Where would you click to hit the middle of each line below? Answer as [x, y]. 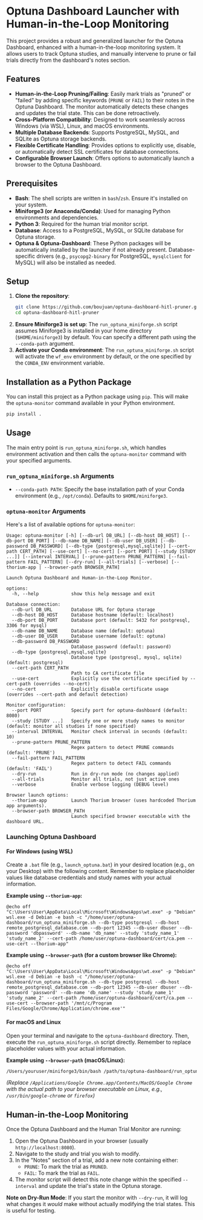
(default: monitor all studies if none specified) [71, 727]
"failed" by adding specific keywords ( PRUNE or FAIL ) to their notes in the [105, 100]
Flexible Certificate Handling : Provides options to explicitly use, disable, [105, 145]
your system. [31, 205]
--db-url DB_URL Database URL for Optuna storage [83, 610]
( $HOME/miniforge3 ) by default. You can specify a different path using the [105, 337]
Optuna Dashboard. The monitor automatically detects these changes [101, 107]
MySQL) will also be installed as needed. [66, 262]
